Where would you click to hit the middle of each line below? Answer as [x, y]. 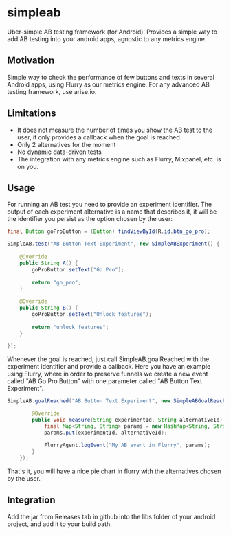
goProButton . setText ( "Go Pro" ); [78, 269]
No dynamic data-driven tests [59, 152]
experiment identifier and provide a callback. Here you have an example [109, 367]
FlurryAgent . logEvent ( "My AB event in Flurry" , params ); [127, 445]
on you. [28, 166]
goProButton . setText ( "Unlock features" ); [92, 314]
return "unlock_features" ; [70, 327]
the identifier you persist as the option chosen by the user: [90, 219]
